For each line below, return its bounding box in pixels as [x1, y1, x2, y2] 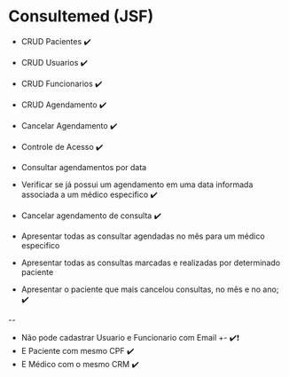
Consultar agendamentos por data [20, 161, 147, 172]
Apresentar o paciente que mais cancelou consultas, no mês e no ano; [20, 284, 279, 295]
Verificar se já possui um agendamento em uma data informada [20, 179, 254, 190]
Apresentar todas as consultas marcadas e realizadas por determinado [20, 257, 281, 268]
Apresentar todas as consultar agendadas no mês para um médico [20, 231, 265, 241]
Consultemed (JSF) [8, 6, 154, 27]
